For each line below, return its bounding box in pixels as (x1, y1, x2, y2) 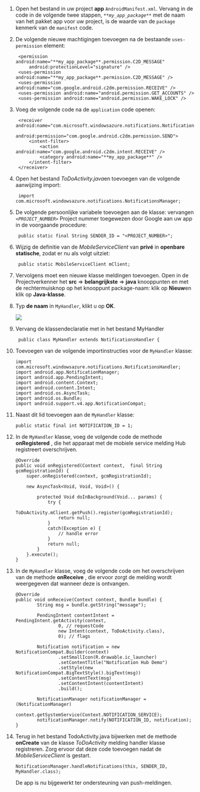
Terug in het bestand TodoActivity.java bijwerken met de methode (15, 733, 177, 740)
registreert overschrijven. (15, 446, 78, 453)
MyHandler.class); (15, 769, 61, 775)
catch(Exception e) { (47, 525, 101, 531)
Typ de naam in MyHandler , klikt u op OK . (15, 302, 115, 310)
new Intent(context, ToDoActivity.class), (58, 628, 165, 634)
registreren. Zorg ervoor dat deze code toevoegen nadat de (15, 745, 162, 753)
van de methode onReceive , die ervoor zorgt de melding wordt (15, 574, 172, 580)
